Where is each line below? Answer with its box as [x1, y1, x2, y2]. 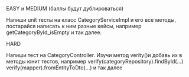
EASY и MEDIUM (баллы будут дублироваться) [6, 5, 124, 12]
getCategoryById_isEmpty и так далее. [6, 29, 102, 36]
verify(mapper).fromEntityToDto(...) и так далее [6, 64, 123, 71]
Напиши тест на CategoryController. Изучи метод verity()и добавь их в [6, 52, 183, 58]
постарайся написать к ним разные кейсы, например [6, 23, 142, 29]
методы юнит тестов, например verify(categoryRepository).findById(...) [6, 58, 184, 65]
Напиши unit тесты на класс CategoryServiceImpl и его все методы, [6, 16, 176, 23]
